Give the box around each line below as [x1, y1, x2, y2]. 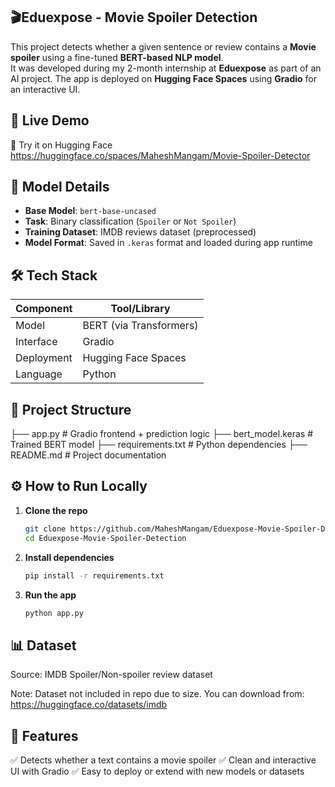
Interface [15, 335, 58, 349]
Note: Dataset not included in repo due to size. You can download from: [10, 688, 305, 700]
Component [15, 302, 73, 316]
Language [15, 367, 63, 381]
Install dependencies [24, 551, 115, 563]
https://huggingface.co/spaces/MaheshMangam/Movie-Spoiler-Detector [10, 149, 311, 161]
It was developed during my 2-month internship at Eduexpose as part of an [10, 62, 322, 74]
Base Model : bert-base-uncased [24, 205, 157, 217]
